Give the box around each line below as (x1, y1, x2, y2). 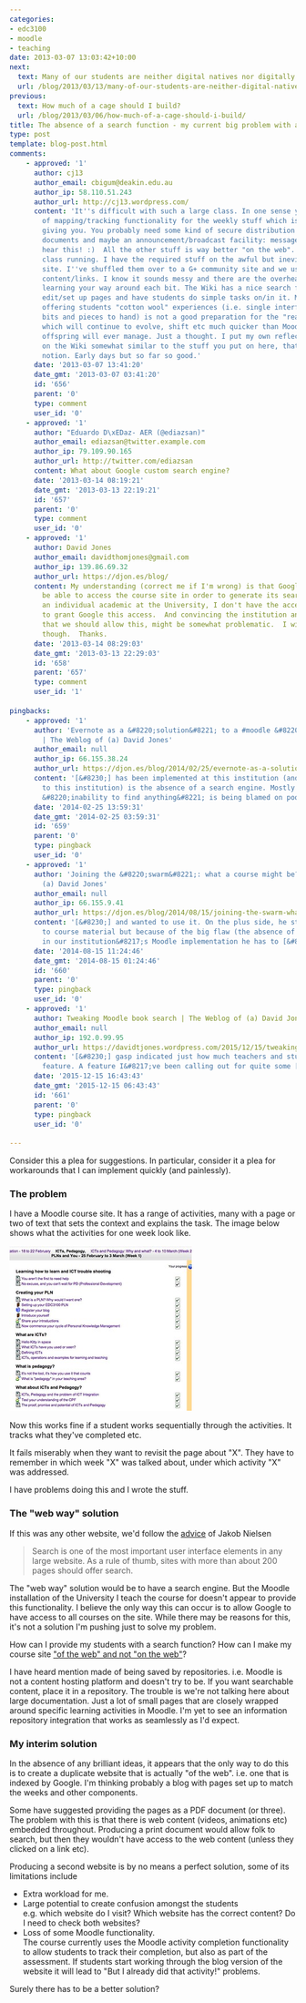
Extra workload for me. (22, 1888, 109, 1899)
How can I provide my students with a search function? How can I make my (9, 1639, 292, 1650)
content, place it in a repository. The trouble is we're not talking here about (9, 1685, 290, 1696)
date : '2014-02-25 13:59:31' (33, 802, 145, 812)
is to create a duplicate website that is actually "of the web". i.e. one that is (9, 1768, 290, 1779)
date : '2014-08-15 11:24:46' (33, 946, 145, 956)
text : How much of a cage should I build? (17, 101, 181, 110)
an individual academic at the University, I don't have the (42, 601, 280, 610)
